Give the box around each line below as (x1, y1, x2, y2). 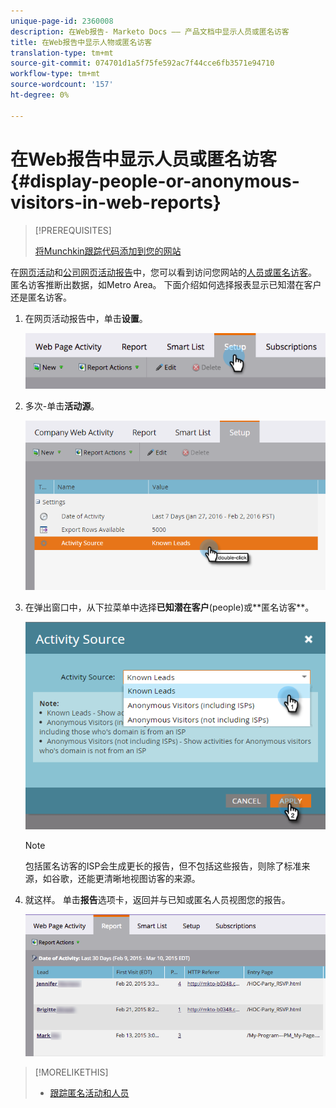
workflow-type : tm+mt (10, 69, 101, 79)
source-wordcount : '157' (10, 80, 114, 90)
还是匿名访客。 (10, 291, 72, 303)
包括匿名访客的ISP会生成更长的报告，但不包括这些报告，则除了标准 (24, 860, 302, 872)
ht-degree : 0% (10, 90, 70, 100)
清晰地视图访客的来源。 (103, 873, 201, 885)
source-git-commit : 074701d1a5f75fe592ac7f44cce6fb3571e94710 (10, 58, 275, 69)
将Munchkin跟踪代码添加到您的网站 (34, 245, 182, 257)
